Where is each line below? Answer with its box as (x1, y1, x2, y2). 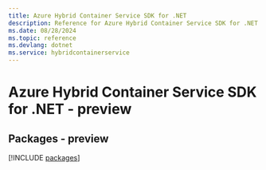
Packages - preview (8, 132, 109, 145)
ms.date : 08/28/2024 (8, 26, 77, 34)
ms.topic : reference (8, 34, 77, 42)
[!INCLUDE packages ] (8, 153, 80, 162)
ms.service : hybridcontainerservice (8, 49, 130, 57)
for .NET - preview (8, 101, 132, 118)
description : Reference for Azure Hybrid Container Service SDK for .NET (8, 19, 259, 27)
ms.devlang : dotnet (8, 42, 73, 49)
